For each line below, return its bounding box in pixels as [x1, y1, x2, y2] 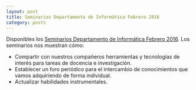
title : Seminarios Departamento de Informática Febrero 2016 [6, 14, 160, 20]
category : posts [6, 19, 46, 25]
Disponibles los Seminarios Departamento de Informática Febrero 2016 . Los [6, 36, 190, 43]
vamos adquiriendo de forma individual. [14, 72, 112, 79]
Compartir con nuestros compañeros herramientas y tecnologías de [14, 54, 180, 61]
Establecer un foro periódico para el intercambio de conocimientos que [14, 66, 188, 73]
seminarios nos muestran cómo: [6, 42, 84, 49]
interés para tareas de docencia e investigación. [14, 59, 132, 66]
